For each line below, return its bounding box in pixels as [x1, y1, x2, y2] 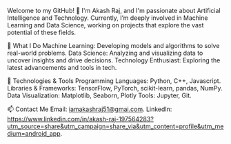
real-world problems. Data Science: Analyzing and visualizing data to [7, 49, 203, 57]
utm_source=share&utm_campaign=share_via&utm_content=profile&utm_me [7, 122, 224, 130]
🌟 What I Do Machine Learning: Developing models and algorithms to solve [7, 42, 220, 49]
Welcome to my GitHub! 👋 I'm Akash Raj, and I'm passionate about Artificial [7, 7, 221, 14]
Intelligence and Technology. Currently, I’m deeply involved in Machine [7, 14, 208, 22]
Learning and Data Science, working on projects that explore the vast [7, 21, 204, 29]
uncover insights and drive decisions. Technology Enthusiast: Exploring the [7, 56, 221, 64]
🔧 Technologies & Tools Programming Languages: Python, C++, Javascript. [7, 77, 221, 85]
